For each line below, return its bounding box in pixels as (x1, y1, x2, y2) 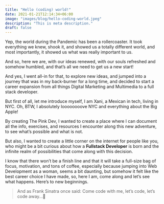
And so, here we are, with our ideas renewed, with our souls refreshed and (5, 59, 156, 65)
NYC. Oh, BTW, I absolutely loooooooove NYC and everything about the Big (5, 104, 158, 110)
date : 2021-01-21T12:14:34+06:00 (5, 12, 73, 17)
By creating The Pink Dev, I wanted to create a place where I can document (5, 118, 157, 124)
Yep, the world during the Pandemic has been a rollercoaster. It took (5, 39, 142, 45)
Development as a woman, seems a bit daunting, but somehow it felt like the (5, 168, 159, 174)
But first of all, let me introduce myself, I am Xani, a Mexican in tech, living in (5, 98, 159, 104)
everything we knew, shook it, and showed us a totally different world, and (5, 44, 155, 50)
